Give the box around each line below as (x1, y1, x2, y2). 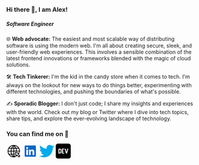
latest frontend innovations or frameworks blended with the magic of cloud (6, 54, 191, 62)
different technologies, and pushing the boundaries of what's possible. (6, 88, 181, 95)
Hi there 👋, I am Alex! (6, 5, 68, 14)
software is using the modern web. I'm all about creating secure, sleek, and (6, 42, 192, 49)
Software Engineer (6, 20, 54, 27)
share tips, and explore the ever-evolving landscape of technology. (6, 115, 172, 122)
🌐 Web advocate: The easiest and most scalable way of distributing (6, 35, 175, 42)
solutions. (6, 61, 31, 68)
